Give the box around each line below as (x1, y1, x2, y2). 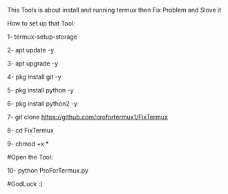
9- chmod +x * (7, 139, 50, 148)
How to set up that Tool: (7, 19, 75, 27)
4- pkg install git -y (7, 72, 61, 81)
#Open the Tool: (7, 153, 53, 161)
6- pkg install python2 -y (7, 99, 78, 108)
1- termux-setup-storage (7, 32, 78, 41)
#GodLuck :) (7, 180, 43, 188)
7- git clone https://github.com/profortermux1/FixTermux (7, 113, 168, 121)
